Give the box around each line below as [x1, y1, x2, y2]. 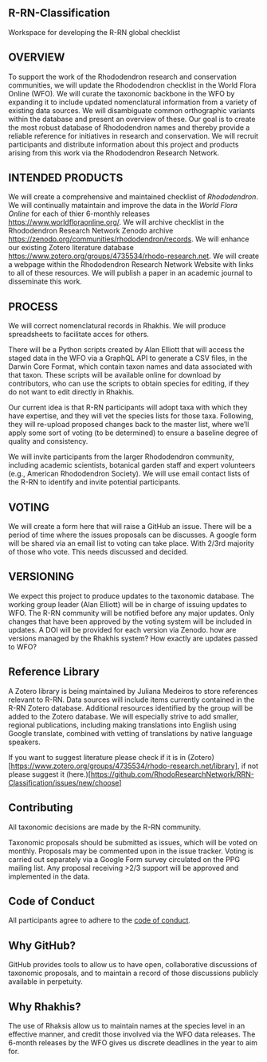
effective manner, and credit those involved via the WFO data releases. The [8, 1029, 256, 1039]
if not [241, 761, 259, 770]
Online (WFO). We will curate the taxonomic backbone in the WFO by [8, 88, 235, 98]
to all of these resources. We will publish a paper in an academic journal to [8, 268, 253, 278]
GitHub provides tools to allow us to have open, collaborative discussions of [8, 960, 257, 970]
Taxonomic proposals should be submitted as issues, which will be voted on [8, 837, 257, 847]
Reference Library [8, 665, 100, 679]
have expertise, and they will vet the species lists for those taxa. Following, [8, 411, 253, 421]
